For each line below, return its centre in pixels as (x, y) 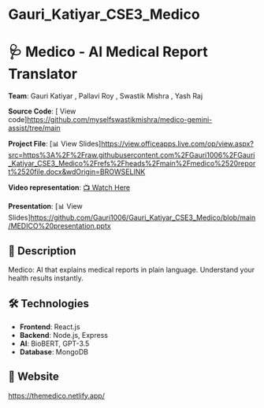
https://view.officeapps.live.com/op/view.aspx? (178, 144)
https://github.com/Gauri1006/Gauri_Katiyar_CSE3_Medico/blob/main (143, 217)
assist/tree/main (34, 128)
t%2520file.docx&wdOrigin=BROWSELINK (77, 172)
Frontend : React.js (50, 326)
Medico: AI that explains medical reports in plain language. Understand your (132, 269)
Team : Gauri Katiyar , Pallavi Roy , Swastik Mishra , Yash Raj (106, 96)
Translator (43, 74)
